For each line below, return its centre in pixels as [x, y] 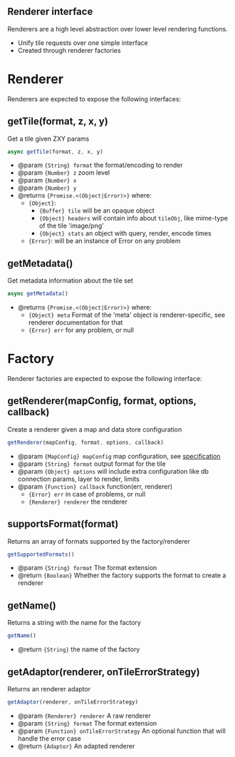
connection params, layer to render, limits [79, 479]
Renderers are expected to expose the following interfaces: [94, 98]
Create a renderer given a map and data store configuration [95, 429]
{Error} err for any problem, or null [81, 330]
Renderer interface [50, 12]
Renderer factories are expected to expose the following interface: [105, 379]
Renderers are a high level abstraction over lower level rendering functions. [117, 29]
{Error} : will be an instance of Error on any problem [104, 241]
